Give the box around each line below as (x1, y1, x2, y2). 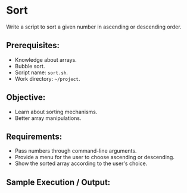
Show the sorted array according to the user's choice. (14, 160, 148, 167)
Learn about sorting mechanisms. (14, 108, 98, 115)
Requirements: (6, 131, 63, 141)
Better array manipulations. (14, 114, 82, 122)
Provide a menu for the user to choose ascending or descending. (14, 154, 174, 161)
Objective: (6, 93, 46, 103)
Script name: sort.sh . (14, 69, 68, 76)
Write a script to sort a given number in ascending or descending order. (6, 23, 182, 30)
